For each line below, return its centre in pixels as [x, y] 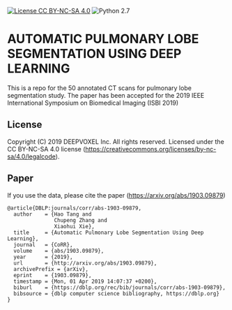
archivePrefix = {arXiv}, [51, 269]
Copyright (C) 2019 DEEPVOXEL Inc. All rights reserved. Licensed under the [116, 141]
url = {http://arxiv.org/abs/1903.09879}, [85, 263]
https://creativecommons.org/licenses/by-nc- [151, 149]
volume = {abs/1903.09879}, [59, 251]
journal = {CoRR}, [43, 244]
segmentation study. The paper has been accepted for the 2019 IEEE [106, 95]
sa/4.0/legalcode [31, 156]
